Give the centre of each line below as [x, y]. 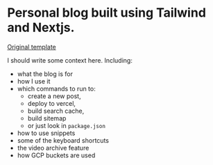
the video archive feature [53, 148]
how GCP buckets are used [56, 155]
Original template [32, 47]
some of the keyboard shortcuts [63, 140]
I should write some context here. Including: [70, 60]
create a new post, [54, 96]
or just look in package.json [67, 125]
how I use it [34, 81]
